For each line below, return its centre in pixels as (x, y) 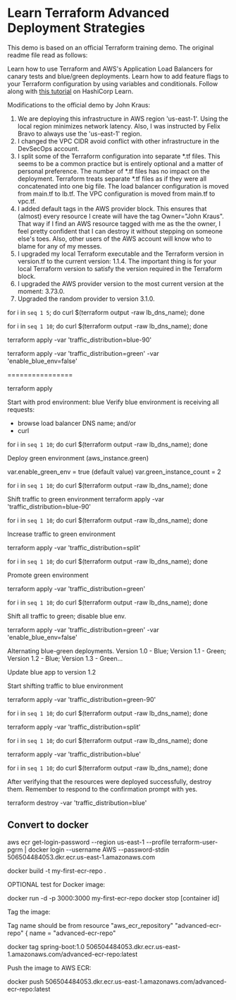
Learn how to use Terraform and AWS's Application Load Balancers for (110, 69)
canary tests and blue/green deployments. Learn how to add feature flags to (118, 76)
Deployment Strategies (76, 28)
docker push (26, 981)
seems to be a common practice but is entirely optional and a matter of (120, 163)
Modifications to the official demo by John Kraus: (79, 105)
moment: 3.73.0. (41, 291)
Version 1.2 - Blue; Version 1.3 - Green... (65, 658)
